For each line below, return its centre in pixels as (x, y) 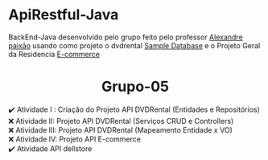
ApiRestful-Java (64, 15)
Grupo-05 (135, 87)
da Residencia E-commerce (54, 54)
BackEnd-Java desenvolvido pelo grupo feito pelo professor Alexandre (126, 37)
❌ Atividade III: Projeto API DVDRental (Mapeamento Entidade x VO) (121, 129)
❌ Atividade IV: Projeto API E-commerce (74, 139)
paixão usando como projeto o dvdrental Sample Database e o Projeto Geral (134, 45)
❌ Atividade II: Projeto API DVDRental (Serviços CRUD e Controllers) (121, 121)
